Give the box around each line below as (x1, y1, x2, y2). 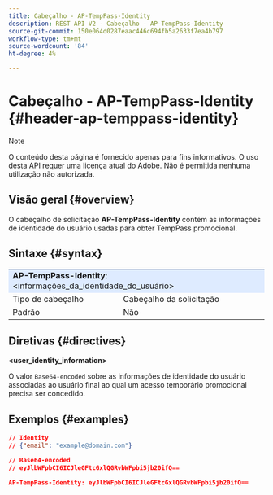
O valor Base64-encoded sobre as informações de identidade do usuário (8, 371, 246, 381)
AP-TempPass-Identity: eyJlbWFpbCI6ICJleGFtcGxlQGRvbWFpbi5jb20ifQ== (8, 478, 249, 487)
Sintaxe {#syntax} (8, 247, 103, 261)
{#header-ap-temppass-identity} (8, 109, 240, 128)
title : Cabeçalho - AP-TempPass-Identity (8, 11, 151, 20)
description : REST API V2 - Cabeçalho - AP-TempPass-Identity (8, 20, 223, 28)
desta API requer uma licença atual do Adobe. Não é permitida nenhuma (8, 160, 251, 170)
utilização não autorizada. (8, 169, 95, 179)
